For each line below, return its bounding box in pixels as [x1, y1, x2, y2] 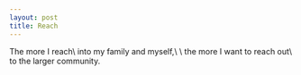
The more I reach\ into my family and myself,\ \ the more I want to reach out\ [9, 46, 293, 56]
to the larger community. [9, 55, 101, 66]
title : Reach [9, 21, 59, 30]
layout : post [9, 12, 59, 22]
